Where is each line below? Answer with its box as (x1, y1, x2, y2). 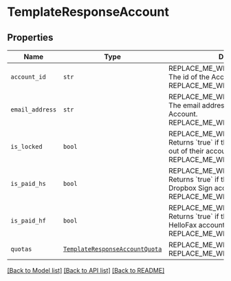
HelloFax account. (168, 220, 227, 229)
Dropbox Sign (168, 183, 213, 193)
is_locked (10, 143, 43, 150)
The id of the (168, 72, 210, 81)
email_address (10, 106, 57, 114)
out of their (168, 146, 204, 156)
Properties (7, 32, 54, 43)
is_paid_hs (10, 180, 46, 187)
